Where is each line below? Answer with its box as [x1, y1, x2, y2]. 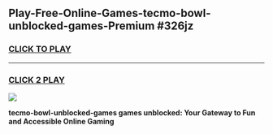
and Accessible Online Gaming [8, 116, 115, 126]
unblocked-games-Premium [8, 19, 155, 33]
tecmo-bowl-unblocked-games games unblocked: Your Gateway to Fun [8, 107, 256, 117]
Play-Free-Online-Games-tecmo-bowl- [8, 6, 211, 20]
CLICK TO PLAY [8, 44, 71, 55]
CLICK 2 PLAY [8, 74, 65, 85]
